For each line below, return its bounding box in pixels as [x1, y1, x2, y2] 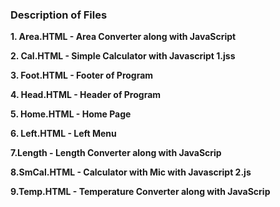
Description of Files [10, 8, 108, 22]
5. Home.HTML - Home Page [10, 108, 132, 120]
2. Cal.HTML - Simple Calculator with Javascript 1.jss [10, 50, 236, 62]
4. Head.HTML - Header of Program [10, 89, 162, 101]
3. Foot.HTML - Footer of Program [10, 69, 154, 82]
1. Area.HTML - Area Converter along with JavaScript [10, 31, 237, 43]
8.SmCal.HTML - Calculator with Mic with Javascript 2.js [10, 166, 252, 178]
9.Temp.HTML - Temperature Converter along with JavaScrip [10, 186, 271, 198]
